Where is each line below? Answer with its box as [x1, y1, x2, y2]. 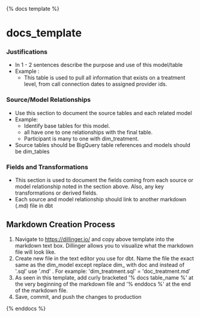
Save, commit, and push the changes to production [14, 293, 142, 300]
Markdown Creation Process [6, 219, 115, 230]
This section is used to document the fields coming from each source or [14, 177, 194, 184]
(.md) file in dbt [14, 202, 53, 210]
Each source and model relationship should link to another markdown [14, 196, 187, 203]
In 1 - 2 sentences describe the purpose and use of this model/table [14, 61, 183, 69]
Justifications [6, 48, 48, 56]
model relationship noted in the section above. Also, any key [14, 183, 164, 190]
